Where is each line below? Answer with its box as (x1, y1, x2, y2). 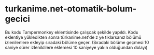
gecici (5, 13, 30, 24)
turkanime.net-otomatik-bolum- (5, 3, 137, 14)
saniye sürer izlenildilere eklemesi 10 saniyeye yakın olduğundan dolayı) (5, 44, 148, 50)
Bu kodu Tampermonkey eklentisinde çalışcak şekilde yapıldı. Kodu (5, 29, 139, 35)
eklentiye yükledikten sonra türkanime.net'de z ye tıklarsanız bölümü (5, 34, 141, 40)
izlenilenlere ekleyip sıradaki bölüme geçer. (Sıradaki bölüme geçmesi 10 (5, 39, 149, 45)
